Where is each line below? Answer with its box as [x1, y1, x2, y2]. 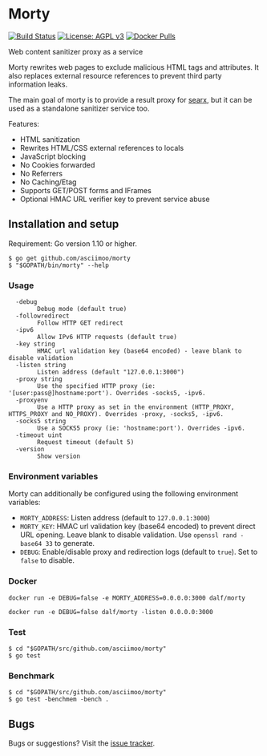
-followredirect [15, 312, 70, 321]
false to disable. [19, 556, 75, 565]
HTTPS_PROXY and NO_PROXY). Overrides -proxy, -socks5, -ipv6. [8, 410, 225, 418]
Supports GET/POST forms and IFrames [19, 185, 152, 195]
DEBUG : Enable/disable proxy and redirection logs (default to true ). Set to [19, 547, 258, 557]
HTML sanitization [19, 134, 80, 144]
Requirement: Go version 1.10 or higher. [8, 238, 138, 249]
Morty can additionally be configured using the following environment [8, 489, 239, 499]
